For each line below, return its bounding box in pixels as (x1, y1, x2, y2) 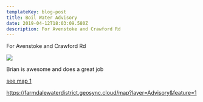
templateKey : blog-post (6, 8, 67, 15)
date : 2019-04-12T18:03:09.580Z (6, 20, 88, 26)
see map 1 (6, 77, 32, 85)
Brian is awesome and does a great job (6, 66, 104, 73)
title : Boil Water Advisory (6, 15, 78, 21)
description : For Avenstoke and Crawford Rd (6, 25, 121, 32)
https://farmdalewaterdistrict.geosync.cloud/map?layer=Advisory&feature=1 (6, 89, 197, 97)
